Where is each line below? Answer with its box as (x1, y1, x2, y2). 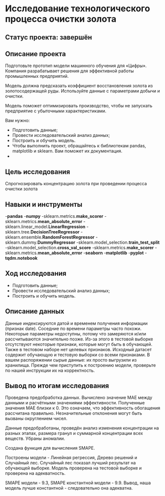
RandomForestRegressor (42, 234, 95, 240)
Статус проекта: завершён (5, 33, 92, 41)
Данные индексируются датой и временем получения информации (5, 320, 148, 326)
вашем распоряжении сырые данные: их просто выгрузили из (5, 357, 137, 363)
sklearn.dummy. (5, 239, 38, 245)
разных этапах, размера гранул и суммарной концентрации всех (5, 430, 143, 436)
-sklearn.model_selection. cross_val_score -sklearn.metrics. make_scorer (5, 245, 154, 251)
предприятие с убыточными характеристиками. (5, 108, 107, 114)
